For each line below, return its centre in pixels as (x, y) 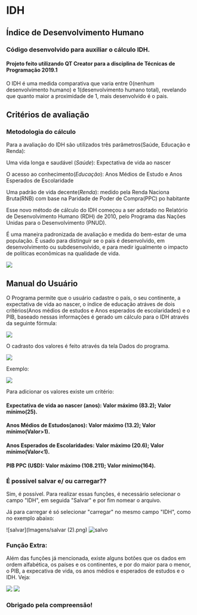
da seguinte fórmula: (32, 323)
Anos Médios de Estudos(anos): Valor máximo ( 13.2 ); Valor (81, 426)
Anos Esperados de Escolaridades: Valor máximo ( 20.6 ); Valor (85, 445)
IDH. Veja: (19, 577)
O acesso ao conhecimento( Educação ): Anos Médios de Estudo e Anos (94, 175)
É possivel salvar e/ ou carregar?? (56, 481)
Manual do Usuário (42, 284)
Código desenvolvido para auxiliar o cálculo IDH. (78, 50)
